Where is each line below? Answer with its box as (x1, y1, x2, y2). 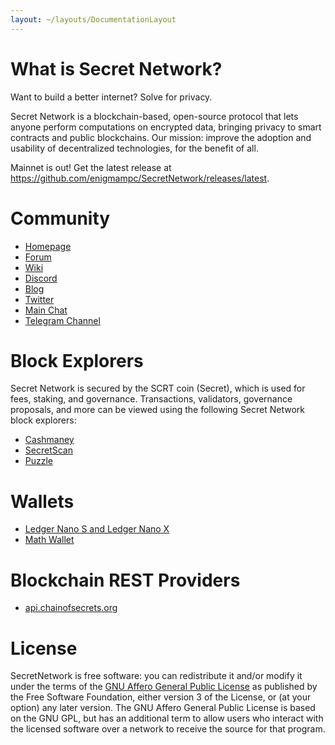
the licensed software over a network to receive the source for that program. (10, 723, 326, 735)
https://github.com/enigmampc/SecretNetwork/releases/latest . (10, 172, 270, 184)
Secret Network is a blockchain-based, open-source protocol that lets (10, 110, 299, 122)
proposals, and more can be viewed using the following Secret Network (10, 404, 306, 416)
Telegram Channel (24, 314, 101, 326)
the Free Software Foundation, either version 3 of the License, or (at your (10, 691, 312, 703)
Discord (24, 272, 58, 284)
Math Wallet (24, 534, 75, 546)
